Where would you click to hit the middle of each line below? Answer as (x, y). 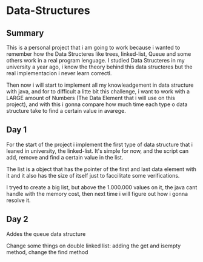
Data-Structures (48, 11)
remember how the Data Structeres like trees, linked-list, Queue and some (99, 54)
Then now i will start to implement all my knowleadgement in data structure (100, 85)
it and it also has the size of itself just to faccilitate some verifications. (93, 175)
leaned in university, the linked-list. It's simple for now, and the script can (98, 151)
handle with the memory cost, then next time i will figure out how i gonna (97, 193)
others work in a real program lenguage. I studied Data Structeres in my (95, 60)
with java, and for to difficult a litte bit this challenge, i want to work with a (98, 91)
